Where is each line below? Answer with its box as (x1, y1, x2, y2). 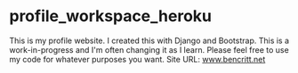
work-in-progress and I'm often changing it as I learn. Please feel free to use (9, 44, 289, 55)
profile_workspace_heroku (9, 6, 212, 26)
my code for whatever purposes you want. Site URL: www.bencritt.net (9, 54, 266, 64)
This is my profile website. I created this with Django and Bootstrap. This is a (9, 35, 290, 46)
